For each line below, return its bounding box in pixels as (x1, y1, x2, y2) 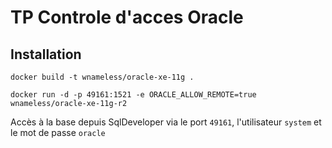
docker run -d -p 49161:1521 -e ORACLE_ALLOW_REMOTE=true (10, 90, 257, 100)
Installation (10, 46, 82, 63)
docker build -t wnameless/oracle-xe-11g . (10, 72, 195, 82)
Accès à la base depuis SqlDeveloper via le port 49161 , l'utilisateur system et (10, 116, 322, 128)
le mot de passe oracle (10, 127, 106, 138)
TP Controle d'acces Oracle (10, 6, 244, 29)
